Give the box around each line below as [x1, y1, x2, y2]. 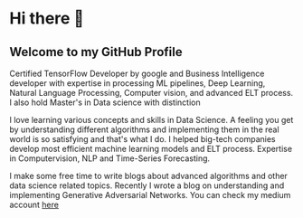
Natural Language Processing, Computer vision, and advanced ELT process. [9, 88, 294, 98]
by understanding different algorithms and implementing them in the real [9, 124, 279, 135]
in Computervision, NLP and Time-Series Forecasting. [9, 153, 211, 164]
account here [9, 199, 59, 210]
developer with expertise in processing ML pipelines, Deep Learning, [9, 78, 266, 89]
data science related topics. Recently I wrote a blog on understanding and [9, 180, 285, 191]
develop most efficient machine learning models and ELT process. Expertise [9, 144, 292, 154]
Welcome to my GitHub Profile [9, 44, 183, 60]
